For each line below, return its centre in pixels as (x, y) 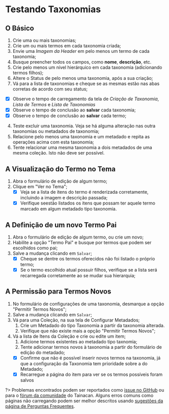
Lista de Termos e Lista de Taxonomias (54, 105)
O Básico (20, 28)
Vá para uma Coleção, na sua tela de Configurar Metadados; (76, 320)
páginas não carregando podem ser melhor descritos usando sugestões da (84, 401)
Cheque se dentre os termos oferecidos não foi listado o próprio (88, 258)
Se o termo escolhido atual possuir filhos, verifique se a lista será (89, 270)
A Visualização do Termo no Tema (61, 169)
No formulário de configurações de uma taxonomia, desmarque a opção (88, 304)
